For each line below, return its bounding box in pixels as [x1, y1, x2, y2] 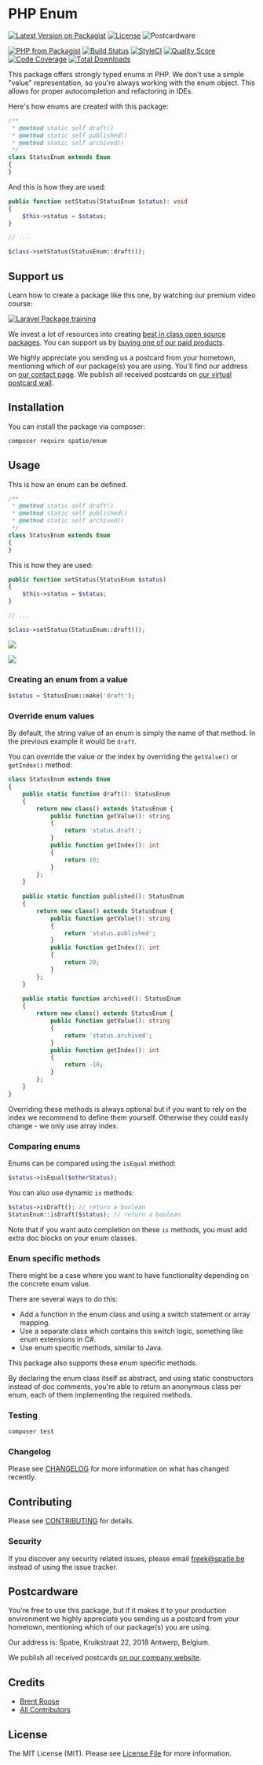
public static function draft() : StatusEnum [22, 790, 170, 798]
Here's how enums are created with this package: [8, 102, 169, 111]
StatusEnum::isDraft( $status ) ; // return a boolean [8, 1210, 181, 1218]
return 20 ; [64, 958, 100, 966]
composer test [8, 1427, 55, 1436]
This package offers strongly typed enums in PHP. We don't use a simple [8, 69, 245, 79]
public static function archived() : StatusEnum [22, 995, 181, 1003]
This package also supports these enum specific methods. [8, 1358, 198, 1368]
